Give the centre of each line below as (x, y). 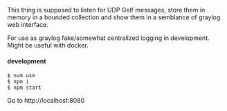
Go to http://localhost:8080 (46, 101)
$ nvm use (21, 76)
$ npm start (24, 88)
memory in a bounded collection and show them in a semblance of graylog (114, 17)
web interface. (28, 24)
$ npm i (18, 82)
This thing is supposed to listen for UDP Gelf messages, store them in (106, 10)
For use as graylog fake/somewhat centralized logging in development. (108, 38)
